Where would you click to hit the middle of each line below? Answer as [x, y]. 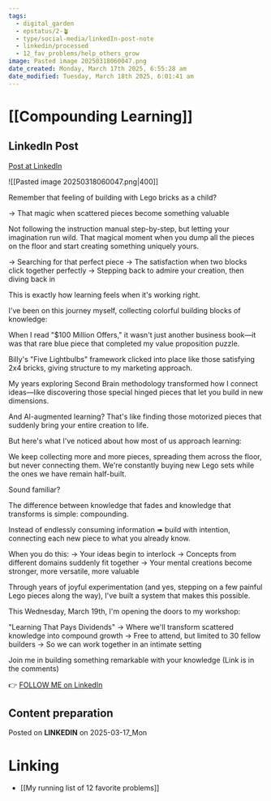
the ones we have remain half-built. [68, 474]
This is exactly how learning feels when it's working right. [104, 295]
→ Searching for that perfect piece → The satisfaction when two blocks [128, 261]
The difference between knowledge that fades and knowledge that [120, 505]
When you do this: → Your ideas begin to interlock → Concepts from [123, 553]
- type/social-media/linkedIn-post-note [85, 39]
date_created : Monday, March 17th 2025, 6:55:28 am [97, 69]
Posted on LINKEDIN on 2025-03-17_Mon [78, 733]
